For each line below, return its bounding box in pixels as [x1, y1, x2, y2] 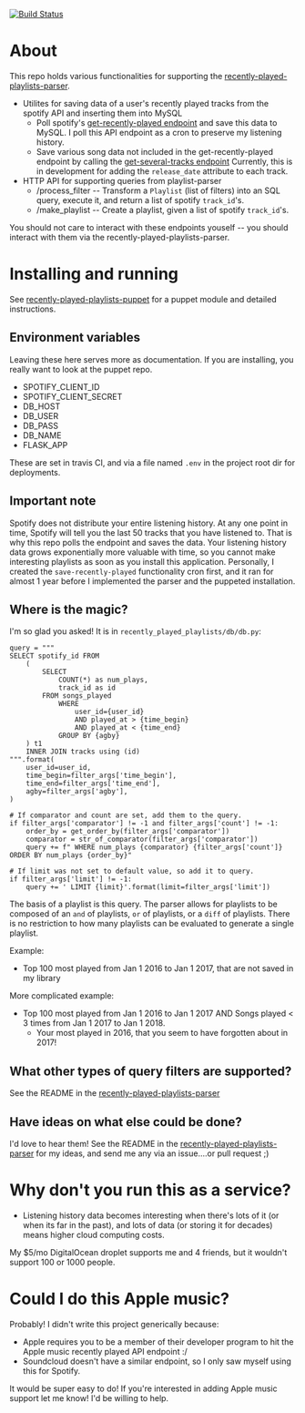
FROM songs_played [42, 691, 112, 701]
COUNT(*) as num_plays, [57, 675, 148, 685]
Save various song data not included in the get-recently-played [36, 146, 274, 157]
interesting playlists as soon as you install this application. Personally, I [9, 556, 275, 567]
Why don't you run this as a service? [9, 1180, 291, 1201]
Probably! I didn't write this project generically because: [9, 1318, 219, 1329]
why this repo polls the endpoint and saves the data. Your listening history [9, 537, 287, 548]
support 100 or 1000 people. [9, 1256, 116, 1267]
